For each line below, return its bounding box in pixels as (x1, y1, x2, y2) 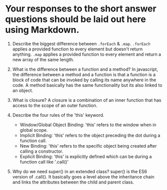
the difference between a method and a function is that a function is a (12, 71, 156, 77)
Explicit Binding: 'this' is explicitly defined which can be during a (19, 153, 152, 160)
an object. (12, 87, 33, 93)
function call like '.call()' (19, 159, 69, 165)
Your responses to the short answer (5, 3, 157, 14)
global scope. (19, 127, 48, 133)
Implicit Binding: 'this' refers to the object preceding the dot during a (19, 132, 161, 138)
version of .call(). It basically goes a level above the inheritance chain (12, 174, 155, 180)
